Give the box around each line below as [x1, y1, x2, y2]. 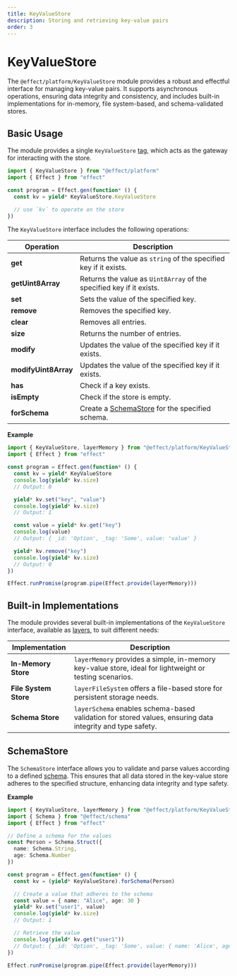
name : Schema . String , [13, 846, 78, 853]
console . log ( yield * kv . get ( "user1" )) [13, 936, 125, 943]
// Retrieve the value [13, 929, 80, 937]
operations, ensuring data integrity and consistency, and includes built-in [7, 92, 220, 101]
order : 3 [7, 23, 33, 30]
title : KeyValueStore [7, 10, 71, 18]
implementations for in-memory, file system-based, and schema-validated [7, 99, 224, 108]
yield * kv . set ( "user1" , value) [13, 903, 106, 910]
